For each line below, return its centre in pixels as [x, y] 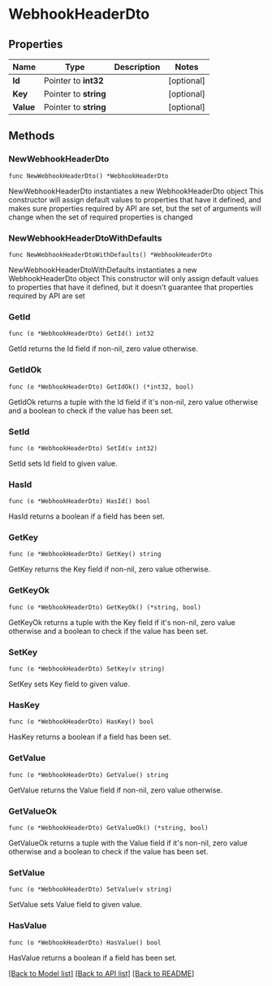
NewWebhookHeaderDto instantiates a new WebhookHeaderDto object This [136, 191]
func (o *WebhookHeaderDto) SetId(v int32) [83, 448]
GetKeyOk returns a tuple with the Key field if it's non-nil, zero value [122, 622]
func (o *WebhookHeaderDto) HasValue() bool [85, 943]
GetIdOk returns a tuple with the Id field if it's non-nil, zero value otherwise [133, 402]
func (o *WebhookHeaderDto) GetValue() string [89, 775]
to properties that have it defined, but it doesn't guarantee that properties [131, 287]
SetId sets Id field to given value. [63, 463]
